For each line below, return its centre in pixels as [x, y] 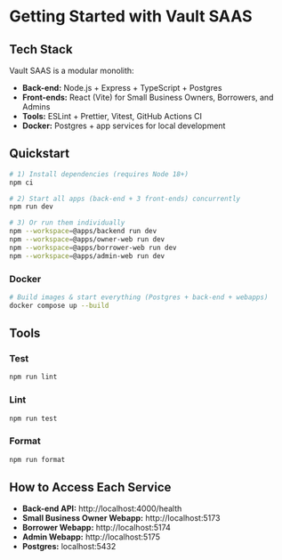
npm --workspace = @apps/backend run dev [83, 231]
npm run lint [33, 377]
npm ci [21, 183]
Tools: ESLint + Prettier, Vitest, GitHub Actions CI [112, 116]
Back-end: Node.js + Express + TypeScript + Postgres [122, 88]
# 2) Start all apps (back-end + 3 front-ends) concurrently [125, 199]
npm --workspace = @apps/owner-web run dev [87, 239]
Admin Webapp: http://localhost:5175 [91, 537]
